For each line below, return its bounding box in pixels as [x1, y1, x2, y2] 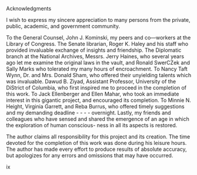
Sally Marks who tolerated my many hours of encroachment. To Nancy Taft [6, 65, 188, 72]
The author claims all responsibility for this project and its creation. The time [6, 133, 191, 140]
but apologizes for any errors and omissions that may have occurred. [6, 152, 173, 159]
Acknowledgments [6, 5, 52, 12]
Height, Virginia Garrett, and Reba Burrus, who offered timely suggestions [6, 103, 185, 110]
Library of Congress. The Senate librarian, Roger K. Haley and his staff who [6, 41, 189, 47]
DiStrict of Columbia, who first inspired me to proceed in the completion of [6, 84, 187, 91]
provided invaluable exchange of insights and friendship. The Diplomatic [6, 47, 182, 54]
